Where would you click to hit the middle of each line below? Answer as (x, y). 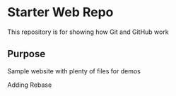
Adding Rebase (30, 85)
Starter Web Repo (60, 12)
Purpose (27, 54)
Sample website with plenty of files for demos (74, 71)
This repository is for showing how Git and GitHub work (88, 32)
